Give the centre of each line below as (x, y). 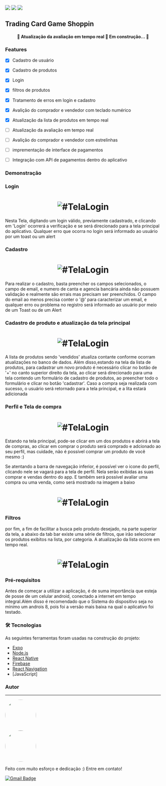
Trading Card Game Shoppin (50, 24)
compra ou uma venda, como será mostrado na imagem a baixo (70, 482)
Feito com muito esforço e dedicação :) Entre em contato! (64, 769)
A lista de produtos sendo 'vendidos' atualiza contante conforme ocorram (80, 357)
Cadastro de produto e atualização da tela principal (68, 323)
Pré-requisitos (23, 580)
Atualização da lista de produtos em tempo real (60, 120)
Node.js (20, 653)
